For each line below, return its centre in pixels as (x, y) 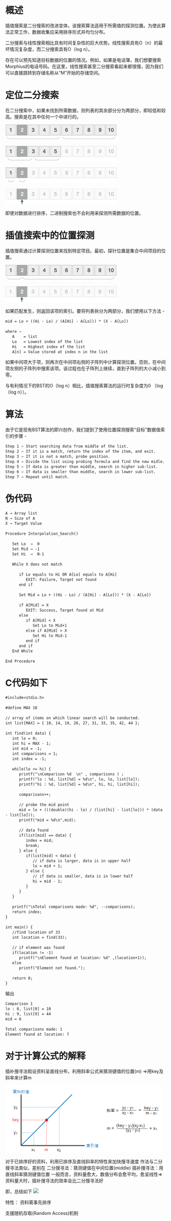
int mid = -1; (27, 749)
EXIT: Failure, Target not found (61, 580)
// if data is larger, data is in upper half (81, 861)
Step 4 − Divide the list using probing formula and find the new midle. (85, 462)
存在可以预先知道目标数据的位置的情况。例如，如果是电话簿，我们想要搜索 (83, 60)
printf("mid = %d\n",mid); (47, 820)
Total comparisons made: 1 (34, 1029)
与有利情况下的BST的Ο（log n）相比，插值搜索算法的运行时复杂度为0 (78, 385)
